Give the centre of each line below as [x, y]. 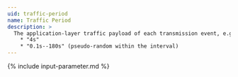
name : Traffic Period [39, 20]
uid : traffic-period [38, 14]
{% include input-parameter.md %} [58, 66]
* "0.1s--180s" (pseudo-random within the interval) [100, 46]
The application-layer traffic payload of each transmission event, [117, 33]
